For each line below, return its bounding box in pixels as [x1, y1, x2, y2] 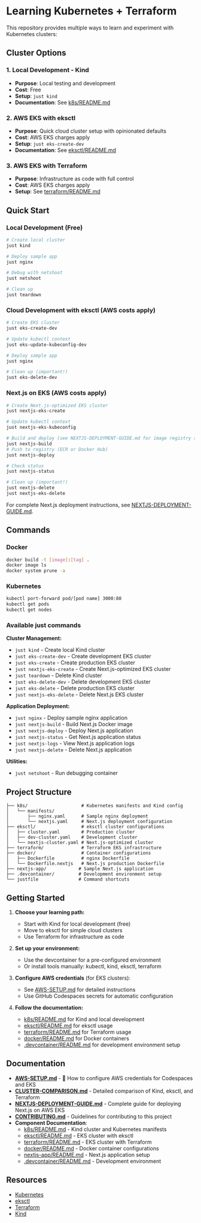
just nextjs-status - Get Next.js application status [14, 733, 142, 741]
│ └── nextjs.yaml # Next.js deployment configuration [6, 819, 172, 825]
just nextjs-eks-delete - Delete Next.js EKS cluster [14, 691, 144, 698]
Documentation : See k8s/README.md [14, 99, 111, 106]
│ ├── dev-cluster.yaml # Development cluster [6, 834, 138, 840]
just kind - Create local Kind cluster [14, 646, 106, 654]
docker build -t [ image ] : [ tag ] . [6, 557, 90, 563]
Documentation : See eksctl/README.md [14, 146, 117, 154]
